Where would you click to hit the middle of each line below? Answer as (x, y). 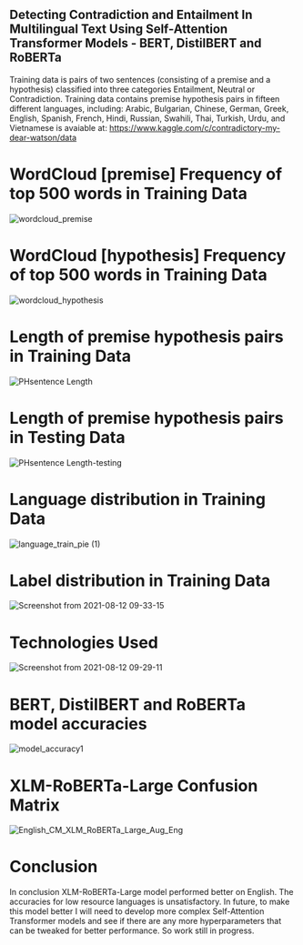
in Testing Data (67, 437)
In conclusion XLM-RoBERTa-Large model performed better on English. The (151, 892)
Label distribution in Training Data (140, 580)
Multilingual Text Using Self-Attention (119, 30)
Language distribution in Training (138, 499)
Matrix (35, 805)
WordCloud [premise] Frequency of (146, 174)
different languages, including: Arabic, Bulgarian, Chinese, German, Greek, (149, 108)
